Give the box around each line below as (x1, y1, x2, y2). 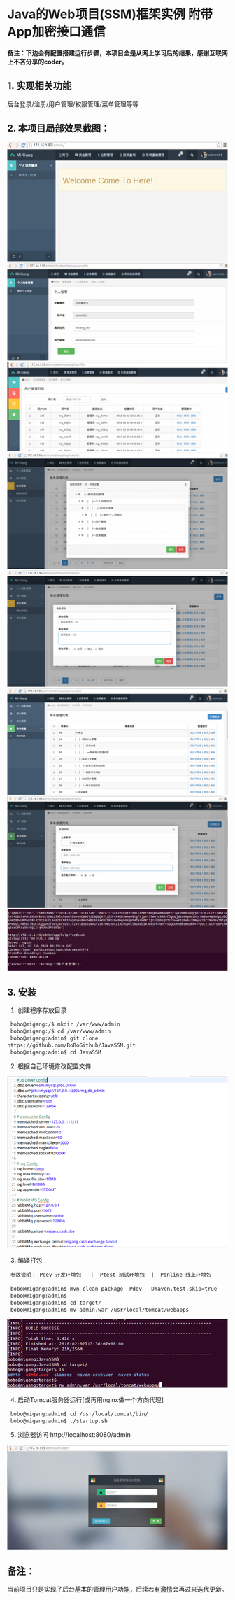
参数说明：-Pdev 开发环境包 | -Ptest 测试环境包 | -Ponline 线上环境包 (10, 1271, 212, 1279)
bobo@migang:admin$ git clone (10, 1035, 99, 1042)
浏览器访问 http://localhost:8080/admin (17, 1430, 131, 1438)
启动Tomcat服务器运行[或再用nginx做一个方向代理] (17, 1395, 164, 1403)
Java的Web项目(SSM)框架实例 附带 (7, 6, 213, 22)
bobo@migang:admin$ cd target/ (10, 1299, 101, 1307)
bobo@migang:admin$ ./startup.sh (10, 1417, 108, 1424)
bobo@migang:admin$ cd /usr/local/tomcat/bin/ (10, 1410, 149, 1417)
